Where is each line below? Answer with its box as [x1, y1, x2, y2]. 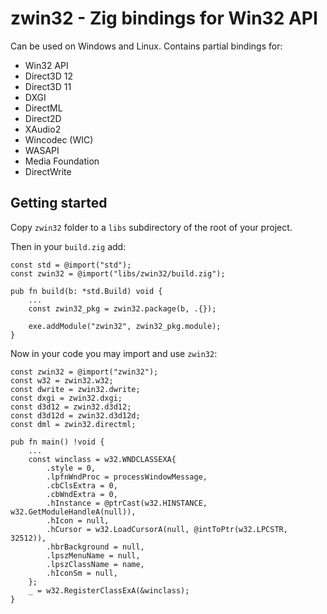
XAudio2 [24, 123, 62, 135]
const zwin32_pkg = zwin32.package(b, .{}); [28, 303, 217, 314]
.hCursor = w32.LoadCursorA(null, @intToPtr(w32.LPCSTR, [46, 524, 288, 534]
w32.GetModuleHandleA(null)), [10, 507, 137, 517]
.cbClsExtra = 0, [46, 480, 118, 491]
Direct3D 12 [24, 70, 73, 82]
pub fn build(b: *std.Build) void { [10, 286, 163, 296]
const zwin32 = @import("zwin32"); [10, 367, 159, 377]
